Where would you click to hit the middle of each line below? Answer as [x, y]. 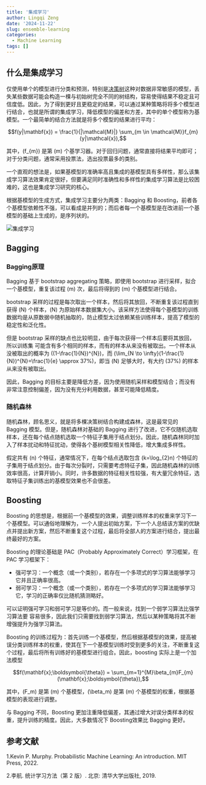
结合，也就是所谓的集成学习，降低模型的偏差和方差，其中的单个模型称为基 [105, 112]
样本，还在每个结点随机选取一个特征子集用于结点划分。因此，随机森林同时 [100, 437]
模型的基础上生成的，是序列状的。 [49, 215]
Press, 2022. [22, 763]
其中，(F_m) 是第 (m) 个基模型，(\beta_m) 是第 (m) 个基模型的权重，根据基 [101, 692]
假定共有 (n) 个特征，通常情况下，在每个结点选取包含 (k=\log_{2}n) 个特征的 [102, 458]
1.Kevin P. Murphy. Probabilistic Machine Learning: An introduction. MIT [97, 757]
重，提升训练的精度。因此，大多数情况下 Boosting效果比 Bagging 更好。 [97, 720]
